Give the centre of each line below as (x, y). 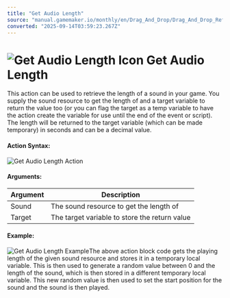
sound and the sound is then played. (59, 287)
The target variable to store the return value (121, 217)
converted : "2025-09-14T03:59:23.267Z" (64, 26)
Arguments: (25, 177)
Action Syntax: (29, 145)
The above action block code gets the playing (153, 251)
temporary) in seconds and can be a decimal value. (79, 130)
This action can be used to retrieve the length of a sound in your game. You (113, 94)
